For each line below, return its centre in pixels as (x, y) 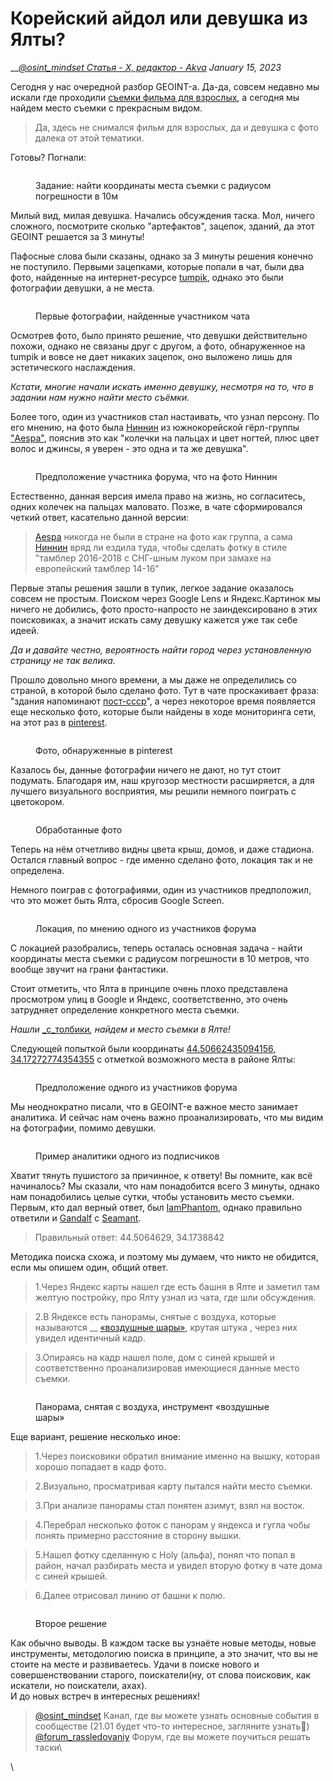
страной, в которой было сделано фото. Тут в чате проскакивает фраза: (165, 690)
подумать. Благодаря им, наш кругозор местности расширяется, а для (162, 780)
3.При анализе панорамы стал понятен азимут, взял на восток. (170, 1505)
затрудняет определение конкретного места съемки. (125, 1009)
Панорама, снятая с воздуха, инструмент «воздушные (152, 1406)
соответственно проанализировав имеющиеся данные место (167, 1368)
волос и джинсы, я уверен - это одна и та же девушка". (129, 448)
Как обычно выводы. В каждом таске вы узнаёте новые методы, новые (163, 1643)
